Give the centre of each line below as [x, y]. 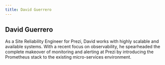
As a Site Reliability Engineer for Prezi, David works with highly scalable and [82, 41]
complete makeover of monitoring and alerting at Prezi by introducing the [79, 52]
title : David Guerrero [28, 10]
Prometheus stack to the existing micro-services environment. [68, 57]
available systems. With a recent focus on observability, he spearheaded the [83, 47]
